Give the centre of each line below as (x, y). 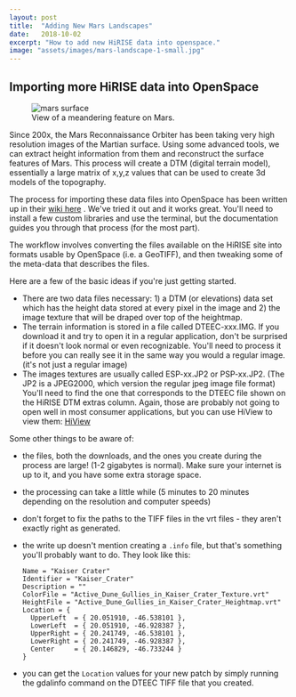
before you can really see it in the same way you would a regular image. (154, 355)
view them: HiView (56, 421)
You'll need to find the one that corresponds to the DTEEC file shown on (154, 393)
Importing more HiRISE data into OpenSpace (134, 87)
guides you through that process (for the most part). (104, 227)
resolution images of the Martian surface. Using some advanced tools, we (144, 144)
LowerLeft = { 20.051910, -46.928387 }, (108, 625)
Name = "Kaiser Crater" (66, 571)
